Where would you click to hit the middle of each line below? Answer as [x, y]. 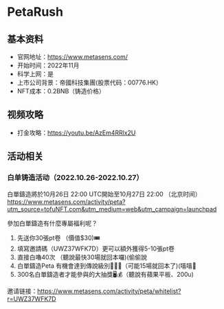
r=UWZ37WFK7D [32, 299]
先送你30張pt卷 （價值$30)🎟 [58, 238]
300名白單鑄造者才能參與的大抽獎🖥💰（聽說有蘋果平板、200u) [105, 274]
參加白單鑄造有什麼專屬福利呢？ [52, 223]
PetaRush [35, 12]
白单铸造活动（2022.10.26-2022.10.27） [75, 178]
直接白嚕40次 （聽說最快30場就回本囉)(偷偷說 [82, 257]
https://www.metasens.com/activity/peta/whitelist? [109, 291]
